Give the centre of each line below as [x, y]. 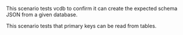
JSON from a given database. [42, 15]
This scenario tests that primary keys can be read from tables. [81, 26]
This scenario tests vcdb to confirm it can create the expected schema [92, 8]
